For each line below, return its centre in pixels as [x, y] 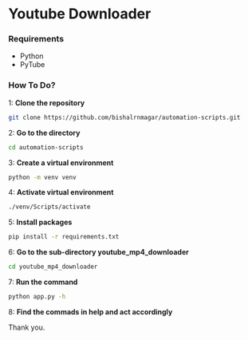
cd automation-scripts [46, 147]
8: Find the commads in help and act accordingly [91, 311]
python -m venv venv [43, 177]
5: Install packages [40, 222]
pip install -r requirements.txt [64, 237]
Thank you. [27, 327]
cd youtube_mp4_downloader [53, 267]
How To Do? [32, 85]
